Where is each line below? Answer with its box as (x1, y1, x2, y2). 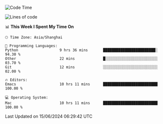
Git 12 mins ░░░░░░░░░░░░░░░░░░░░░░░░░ (5, 65, 158, 70)
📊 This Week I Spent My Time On (5, 24, 74, 29)
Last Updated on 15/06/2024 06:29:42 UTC (5, 113, 92, 119)
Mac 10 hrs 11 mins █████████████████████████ (5, 101, 158, 106)
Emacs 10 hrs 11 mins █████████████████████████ (5, 82, 158, 87)
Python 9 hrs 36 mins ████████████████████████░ (5, 48, 158, 53)
